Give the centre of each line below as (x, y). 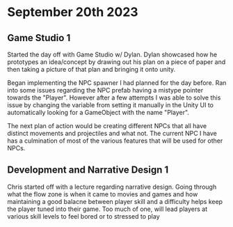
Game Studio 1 (39, 38)
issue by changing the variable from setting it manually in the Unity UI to (111, 105)
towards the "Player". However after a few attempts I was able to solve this (114, 97)
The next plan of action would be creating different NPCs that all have (107, 126)
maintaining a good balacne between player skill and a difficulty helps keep (115, 201)
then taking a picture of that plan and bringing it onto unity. (91, 69)
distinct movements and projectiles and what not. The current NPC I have (112, 133)
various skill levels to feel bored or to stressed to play (83, 216)
